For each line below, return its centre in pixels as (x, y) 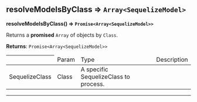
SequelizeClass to (105, 77)
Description (172, 59)
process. (93, 84)
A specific (94, 69)
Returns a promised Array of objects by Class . (62, 35)
